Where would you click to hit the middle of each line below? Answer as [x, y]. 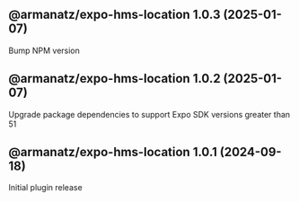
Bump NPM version [44, 50]
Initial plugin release [45, 188]
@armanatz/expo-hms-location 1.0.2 [114, 79]
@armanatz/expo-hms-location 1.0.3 [114, 15]
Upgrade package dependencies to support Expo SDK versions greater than [149, 114]
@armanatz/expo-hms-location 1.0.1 [113, 152]
